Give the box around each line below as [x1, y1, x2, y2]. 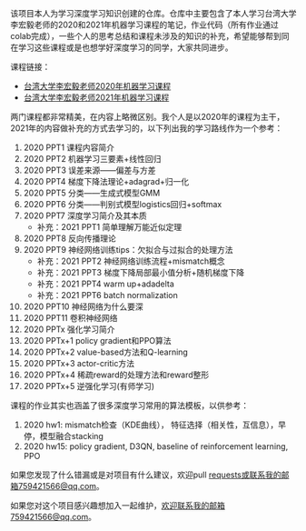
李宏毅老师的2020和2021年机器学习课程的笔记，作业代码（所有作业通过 [10, 19, 280, 30]
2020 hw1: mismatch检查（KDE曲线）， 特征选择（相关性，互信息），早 [23, 419, 287, 430]
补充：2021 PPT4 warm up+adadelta [36, 278, 175, 289]
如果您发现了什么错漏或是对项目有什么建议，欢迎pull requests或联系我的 [10, 469, 282, 480]
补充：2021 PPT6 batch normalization [36, 290, 178, 300]
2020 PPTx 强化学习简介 [23, 324, 116, 335]
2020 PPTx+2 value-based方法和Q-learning [23, 346, 189, 357]
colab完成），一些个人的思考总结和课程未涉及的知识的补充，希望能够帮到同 [10, 31, 290, 41]
